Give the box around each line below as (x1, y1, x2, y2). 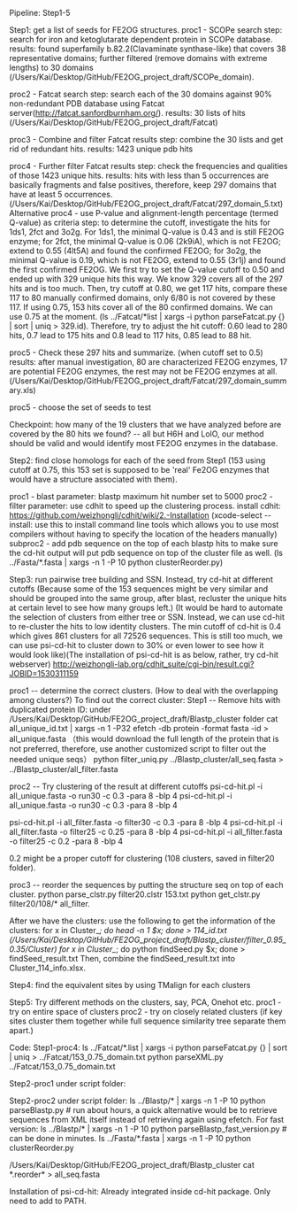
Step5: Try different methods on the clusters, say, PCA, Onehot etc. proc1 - (9, 997, 282, 1008)
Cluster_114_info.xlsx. (9, 962, 87, 973)
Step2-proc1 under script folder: (9, 1078, 126, 1088)
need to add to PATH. (9, 1195, 87, 1206)
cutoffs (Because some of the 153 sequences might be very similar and (9, 583, 269, 594)
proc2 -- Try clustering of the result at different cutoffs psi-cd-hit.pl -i (9, 781, 263, 792)
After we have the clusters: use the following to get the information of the (9, 916, 276, 926)
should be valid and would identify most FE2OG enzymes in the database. (9, 438, 278, 448)
